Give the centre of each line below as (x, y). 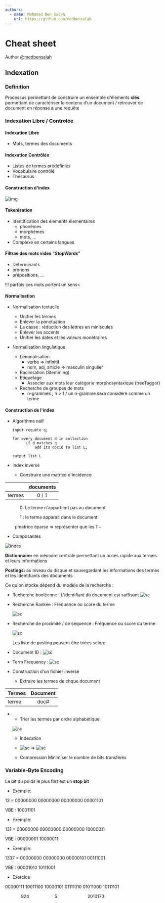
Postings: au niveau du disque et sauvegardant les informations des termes (82, 570)
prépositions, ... (28, 275)
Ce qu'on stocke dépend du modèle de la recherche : (59, 585)
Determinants (26, 264)
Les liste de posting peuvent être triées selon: (59, 643)
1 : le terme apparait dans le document (59, 517)
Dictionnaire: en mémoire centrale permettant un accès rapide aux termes (81, 556)
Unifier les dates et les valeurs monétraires (63, 337)
